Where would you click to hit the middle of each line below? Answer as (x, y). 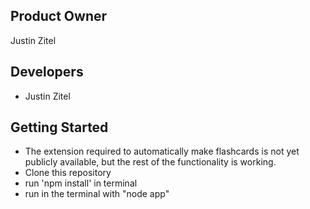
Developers (47, 72)
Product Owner (59, 16)
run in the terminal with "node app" (97, 194)
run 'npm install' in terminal (81, 183)
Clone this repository (68, 173)
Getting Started (59, 127)
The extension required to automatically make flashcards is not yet (162, 151)
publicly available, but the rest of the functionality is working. (150, 162)
